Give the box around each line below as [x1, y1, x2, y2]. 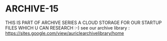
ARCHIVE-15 [5, 3, 59, 14]
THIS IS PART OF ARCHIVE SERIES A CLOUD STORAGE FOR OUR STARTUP [5, 19, 162, 25]
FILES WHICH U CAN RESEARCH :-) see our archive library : [5, 24, 130, 30]
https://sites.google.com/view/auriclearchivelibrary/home [5, 30, 124, 36]
